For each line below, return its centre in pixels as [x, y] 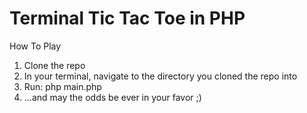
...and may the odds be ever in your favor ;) [112, 97]
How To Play [35, 46]
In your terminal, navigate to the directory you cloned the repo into [160, 76]
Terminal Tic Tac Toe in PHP [127, 18]
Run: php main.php [62, 86]
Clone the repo [54, 65]
